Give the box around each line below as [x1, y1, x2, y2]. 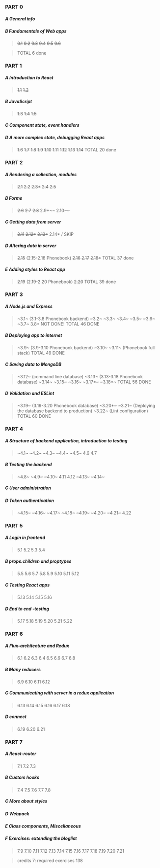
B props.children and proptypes [5, 558, 72, 564]
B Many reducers [5, 666, 41, 672]
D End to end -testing [5, 606, 50, 612]
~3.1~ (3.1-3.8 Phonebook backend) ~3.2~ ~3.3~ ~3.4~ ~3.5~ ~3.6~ [17, 316, 156, 322]
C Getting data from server [5, 218, 61, 225]
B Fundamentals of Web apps [5, 28, 67, 34]
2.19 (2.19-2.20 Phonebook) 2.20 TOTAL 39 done [17, 279, 116, 285]
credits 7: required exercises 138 [17, 857, 83, 864]
